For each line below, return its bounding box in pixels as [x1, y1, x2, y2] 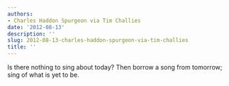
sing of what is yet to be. [7, 70, 79, 79]
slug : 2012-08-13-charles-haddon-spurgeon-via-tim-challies [7, 37, 189, 44]
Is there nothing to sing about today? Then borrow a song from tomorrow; [7, 63, 223, 71]
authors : [7, 10, 33, 18]
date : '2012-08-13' [7, 23, 65, 31]
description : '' [7, 30, 55, 38]
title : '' [7, 43, 37, 50]
